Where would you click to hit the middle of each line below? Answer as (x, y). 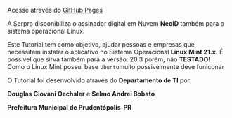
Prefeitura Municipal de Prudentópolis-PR (70, 107)
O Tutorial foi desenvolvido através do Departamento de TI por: (99, 80)
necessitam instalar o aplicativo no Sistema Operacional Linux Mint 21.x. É (115, 52)
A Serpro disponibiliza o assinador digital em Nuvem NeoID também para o (116, 23)
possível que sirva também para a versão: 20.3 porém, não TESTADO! (109, 59)
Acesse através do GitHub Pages (55, 10)
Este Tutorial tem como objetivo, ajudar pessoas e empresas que (101, 44)
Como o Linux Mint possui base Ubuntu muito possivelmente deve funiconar (116, 67)
